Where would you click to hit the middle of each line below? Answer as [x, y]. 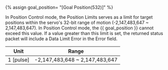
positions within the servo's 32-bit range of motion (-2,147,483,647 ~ [77, 23]
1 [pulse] [19, 60]
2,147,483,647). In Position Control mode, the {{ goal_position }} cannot [79, 28]
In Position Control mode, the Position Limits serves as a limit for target [79, 17]
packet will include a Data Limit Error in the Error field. [61, 39]
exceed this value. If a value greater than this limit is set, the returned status [84, 33]
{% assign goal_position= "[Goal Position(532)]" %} [59, 7]
